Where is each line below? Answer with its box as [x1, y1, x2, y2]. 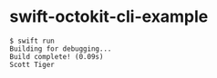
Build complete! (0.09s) [9, 52, 104, 61]
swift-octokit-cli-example [9, 6, 209, 27]
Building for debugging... [9, 44, 112, 54]
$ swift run [9, 36, 55, 45]
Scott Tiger [9, 60, 55, 69]
